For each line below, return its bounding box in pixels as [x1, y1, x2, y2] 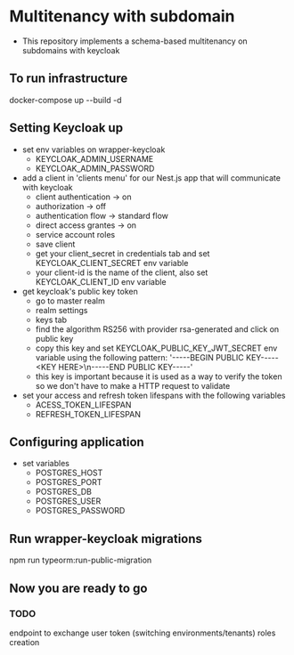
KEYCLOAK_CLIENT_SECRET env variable [35, 257, 189, 268]
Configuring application [9, 434, 144, 449]
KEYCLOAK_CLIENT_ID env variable [35, 276, 167, 287]
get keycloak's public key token [21, 286, 138, 296]
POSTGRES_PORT [35, 477, 102, 488]
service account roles [35, 229, 116, 239]
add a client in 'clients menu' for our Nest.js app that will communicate [21, 172, 281, 183]
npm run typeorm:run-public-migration [9, 554, 152, 566]
